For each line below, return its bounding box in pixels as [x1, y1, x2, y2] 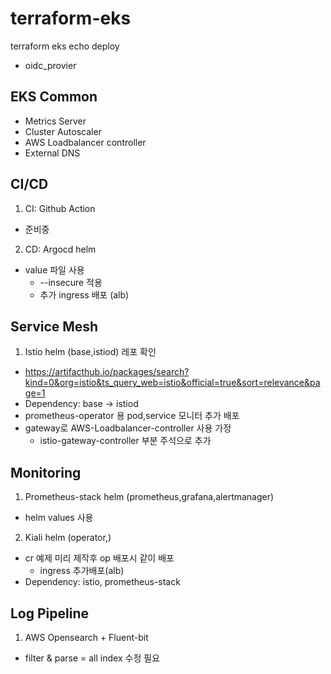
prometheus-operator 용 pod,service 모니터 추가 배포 [24, 410, 240, 422]
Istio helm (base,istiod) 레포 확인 [24, 346, 157, 358]
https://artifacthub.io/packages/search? [24, 366, 190, 378]
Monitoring [10, 464, 82, 481]
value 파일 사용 [24, 263, 85, 276]
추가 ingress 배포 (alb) [39, 288, 130, 301]
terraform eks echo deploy [10, 40, 120, 52]
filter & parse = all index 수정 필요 [24, 652, 160, 664]
